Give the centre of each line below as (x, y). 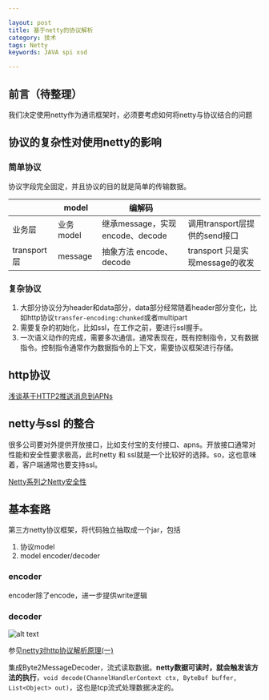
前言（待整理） (45, 94)
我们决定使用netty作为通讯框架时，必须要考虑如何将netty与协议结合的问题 (130, 115)
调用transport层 (217, 223)
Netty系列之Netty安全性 (48, 481)
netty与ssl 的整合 (52, 424)
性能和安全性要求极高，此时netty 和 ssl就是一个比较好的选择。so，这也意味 (132, 454)
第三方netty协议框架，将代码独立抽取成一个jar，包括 (95, 530)
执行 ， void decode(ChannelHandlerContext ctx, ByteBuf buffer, (130, 677)
